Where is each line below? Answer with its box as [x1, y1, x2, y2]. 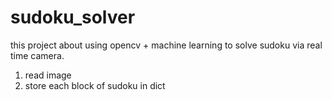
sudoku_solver [10, 6, 136, 29]
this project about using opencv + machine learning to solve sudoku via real [10, 39, 323, 51]
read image [24, 69, 72, 81]
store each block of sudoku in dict [24, 79, 166, 91]
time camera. [10, 49, 65, 61]
